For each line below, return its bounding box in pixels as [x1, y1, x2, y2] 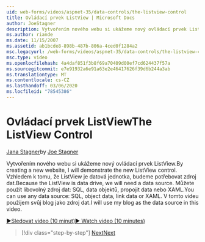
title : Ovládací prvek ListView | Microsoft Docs [6, 15, 135, 21]
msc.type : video [6, 54, 48, 61]
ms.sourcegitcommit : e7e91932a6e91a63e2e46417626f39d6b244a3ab [6, 65, 171, 72]
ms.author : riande [6, 32, 53, 38]
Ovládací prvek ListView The [6, 115, 153, 129]
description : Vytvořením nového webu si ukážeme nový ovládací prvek [6, 26, 187, 32]
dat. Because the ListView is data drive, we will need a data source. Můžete [6, 179, 195, 186]
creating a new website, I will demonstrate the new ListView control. [6, 166, 178, 174]
